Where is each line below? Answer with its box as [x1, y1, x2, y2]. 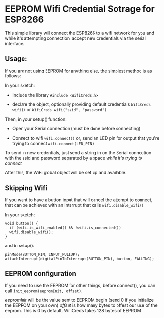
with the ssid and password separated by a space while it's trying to [5, 155, 142, 161]
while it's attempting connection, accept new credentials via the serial [5, 35, 146, 41]
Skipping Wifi [5, 184, 47, 192]
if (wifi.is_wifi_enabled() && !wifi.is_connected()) [9, 225, 121, 230]
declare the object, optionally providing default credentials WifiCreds [12, 101, 151, 107]
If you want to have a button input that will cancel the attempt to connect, [5, 197, 153, 203]
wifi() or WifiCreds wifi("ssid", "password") [12, 106, 107, 112]
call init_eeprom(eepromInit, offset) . [5, 288, 83, 294]
